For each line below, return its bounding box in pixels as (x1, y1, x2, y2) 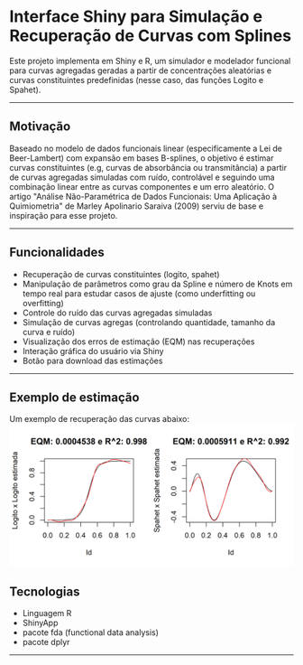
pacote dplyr (22, 637, 70, 648)
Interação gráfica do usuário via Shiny (22, 345, 164, 356)
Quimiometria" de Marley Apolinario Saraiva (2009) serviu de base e (9, 201, 264, 211)
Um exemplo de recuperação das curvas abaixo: (9, 414, 189, 425)
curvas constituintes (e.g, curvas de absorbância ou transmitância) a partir (9, 162, 287, 173)
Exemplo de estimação (9, 389, 140, 405)
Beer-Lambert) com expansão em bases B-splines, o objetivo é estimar (9, 152, 274, 164)
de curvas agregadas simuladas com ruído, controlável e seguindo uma (9, 172, 275, 183)
